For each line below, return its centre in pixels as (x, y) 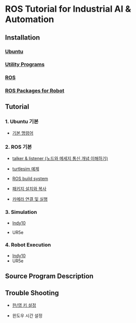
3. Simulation (21, 212)
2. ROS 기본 (19, 147)
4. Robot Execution (28, 245)
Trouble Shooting (32, 293)
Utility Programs (25, 65)
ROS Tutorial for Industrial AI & (68, 9)
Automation (30, 19)
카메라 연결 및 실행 (30, 199)
